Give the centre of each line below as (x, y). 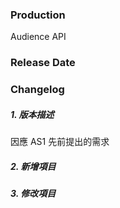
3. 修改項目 (33, 194)
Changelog (37, 90)
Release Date (43, 63)
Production (38, 15)
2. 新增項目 (33, 166)
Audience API (38, 37)
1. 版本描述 (32, 114)
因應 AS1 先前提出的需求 (60, 142)
